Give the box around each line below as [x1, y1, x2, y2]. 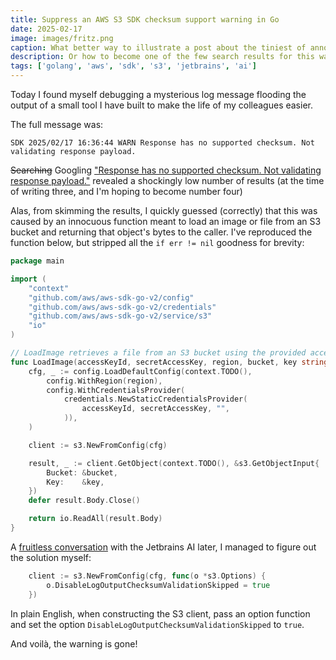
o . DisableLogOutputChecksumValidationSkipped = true [46, 580, 271, 590]
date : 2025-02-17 [10, 24, 83, 34]
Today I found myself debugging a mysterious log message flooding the [10, 89, 307, 100]
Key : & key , [46, 477, 105, 487]
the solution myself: [10, 551, 92, 563]
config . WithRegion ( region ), [46, 376, 163, 386]
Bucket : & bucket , [46, 467, 118, 478]
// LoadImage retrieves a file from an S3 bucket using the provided [10, 348, 307, 358]
